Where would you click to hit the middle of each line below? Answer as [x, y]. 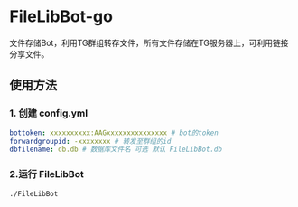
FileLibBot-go [61, 17]
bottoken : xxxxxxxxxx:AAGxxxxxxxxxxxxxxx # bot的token [114, 133]
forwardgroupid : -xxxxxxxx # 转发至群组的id [90, 141]
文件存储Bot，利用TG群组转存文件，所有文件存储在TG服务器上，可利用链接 [149, 42]
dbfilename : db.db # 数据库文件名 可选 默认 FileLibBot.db [116, 150]
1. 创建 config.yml [49, 113]
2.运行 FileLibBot [47, 174]
